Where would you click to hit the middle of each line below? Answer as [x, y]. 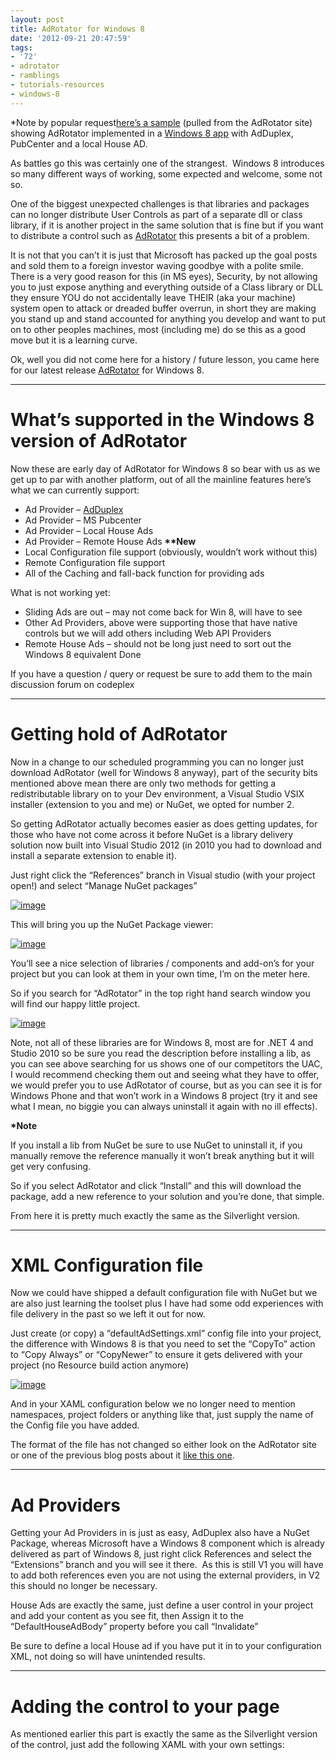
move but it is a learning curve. [74, 340]
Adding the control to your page [145, 1706]
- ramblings [35, 76]
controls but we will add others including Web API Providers [148, 633]
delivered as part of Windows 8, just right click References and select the [161, 1554]
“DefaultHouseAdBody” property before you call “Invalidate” [134, 1627]
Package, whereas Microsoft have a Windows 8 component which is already [167, 1543]
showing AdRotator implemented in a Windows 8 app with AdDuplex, [152, 133]
